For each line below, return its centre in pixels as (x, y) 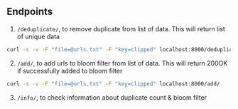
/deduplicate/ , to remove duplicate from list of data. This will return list (121, 28)
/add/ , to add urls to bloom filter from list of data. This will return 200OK (122, 63)
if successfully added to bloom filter (70, 71)
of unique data (38, 36)
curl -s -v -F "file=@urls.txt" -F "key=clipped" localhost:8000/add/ (113, 84)
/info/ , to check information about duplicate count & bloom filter (112, 97)
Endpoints (30, 12)
